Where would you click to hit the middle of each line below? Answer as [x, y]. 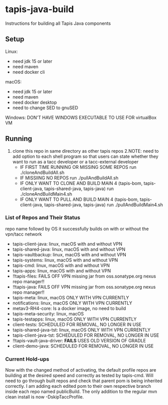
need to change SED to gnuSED [45, 108]
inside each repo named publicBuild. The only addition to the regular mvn [81, 392]
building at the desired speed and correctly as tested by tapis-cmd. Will [79, 376]
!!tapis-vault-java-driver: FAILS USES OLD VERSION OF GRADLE [79, 340]
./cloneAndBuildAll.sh [42, 172]
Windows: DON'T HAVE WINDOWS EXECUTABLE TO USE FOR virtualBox [81, 117]
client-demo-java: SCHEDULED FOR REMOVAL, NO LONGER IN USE [83, 346]
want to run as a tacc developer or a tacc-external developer [75, 162]
